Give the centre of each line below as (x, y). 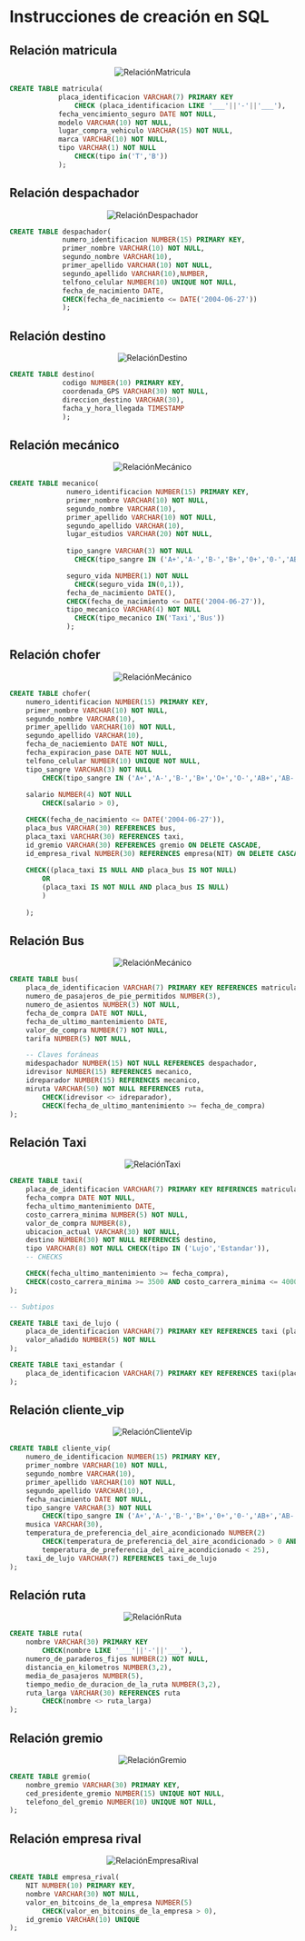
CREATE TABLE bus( (44, 980)
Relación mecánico (64, 445)
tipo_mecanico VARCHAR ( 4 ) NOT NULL (134, 610)
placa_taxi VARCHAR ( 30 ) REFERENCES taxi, (105, 836)
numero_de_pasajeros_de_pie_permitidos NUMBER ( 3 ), (123, 997)
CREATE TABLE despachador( (60, 232)
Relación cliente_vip (67, 1410)
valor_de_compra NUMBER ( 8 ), (79, 1223)
